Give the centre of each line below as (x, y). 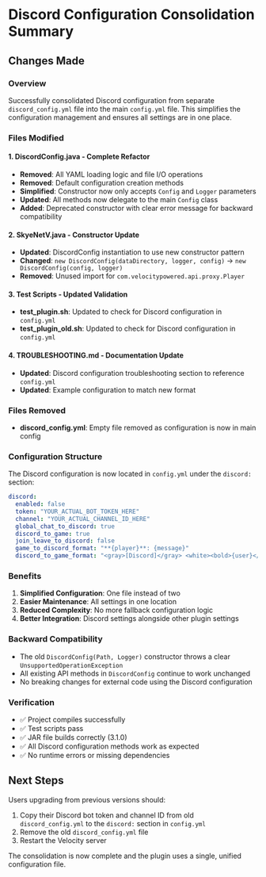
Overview (27, 83)
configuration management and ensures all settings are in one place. (120, 117)
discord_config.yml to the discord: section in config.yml (112, 823)
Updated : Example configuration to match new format (108, 389)
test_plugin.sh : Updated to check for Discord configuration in (121, 312)
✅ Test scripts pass (51, 728)
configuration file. (37, 864)
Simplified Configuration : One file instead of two (100, 593)
